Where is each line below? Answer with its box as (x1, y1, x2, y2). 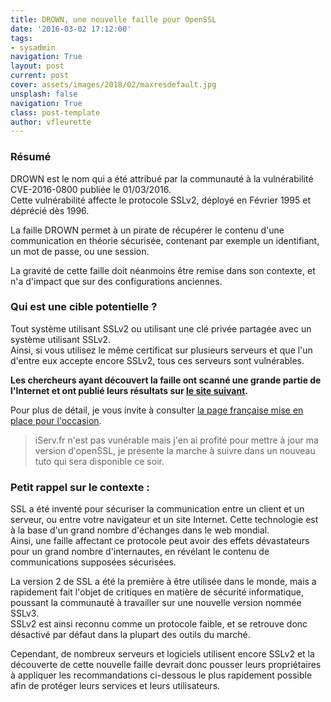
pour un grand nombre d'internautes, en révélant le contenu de (10, 546, 270, 558)
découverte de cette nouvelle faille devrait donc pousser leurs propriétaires (10, 659, 322, 671)
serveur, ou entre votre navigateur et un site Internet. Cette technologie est (10, 514, 319, 526)
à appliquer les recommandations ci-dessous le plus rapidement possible (10, 669, 313, 681)
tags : (10, 33, 33, 43)
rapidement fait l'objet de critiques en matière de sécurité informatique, (10, 586, 305, 598)
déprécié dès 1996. (10, 204, 90, 216)
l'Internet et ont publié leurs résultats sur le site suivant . (10, 384, 248, 396)
